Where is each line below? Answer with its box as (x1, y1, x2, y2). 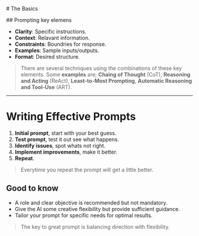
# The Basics (6, 5, 38, 12)
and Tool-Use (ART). (20, 84, 72, 91)
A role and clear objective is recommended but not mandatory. (14, 199, 168, 206)
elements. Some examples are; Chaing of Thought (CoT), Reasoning (20, 71, 191, 78)
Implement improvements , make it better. (14, 148, 117, 155)
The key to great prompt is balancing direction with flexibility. (20, 223, 170, 230)
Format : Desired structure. (14, 53, 80, 60)
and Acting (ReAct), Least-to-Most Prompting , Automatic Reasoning (20, 77, 192, 84)
